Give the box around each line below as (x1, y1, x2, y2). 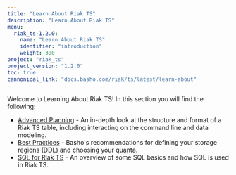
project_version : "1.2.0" (7, 63, 83, 70)
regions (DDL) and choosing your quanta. (17, 145, 138, 155)
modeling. (17, 131, 47, 139)
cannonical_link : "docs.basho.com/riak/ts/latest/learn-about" (7, 75, 197, 83)
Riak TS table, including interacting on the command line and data (17, 124, 209, 132)
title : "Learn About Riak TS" (7, 10, 97, 18)
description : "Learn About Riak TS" (7, 17, 115, 24)
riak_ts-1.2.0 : (13, 30, 58, 37)
